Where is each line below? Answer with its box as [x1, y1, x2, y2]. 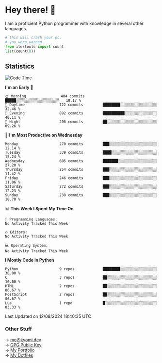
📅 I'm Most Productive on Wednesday [5, 132, 82, 138]
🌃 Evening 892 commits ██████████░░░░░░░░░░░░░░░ [5, 111, 158, 116]
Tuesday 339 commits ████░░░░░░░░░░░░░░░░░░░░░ [5, 150, 158, 155]
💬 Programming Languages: [5, 217, 57, 222]
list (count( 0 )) [5, 49, 36, 54]
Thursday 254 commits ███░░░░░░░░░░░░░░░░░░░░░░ [5, 167, 158, 172]
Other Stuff [5, 326, 32, 332]
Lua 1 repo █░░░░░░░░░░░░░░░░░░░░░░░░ [5, 301, 158, 306]
